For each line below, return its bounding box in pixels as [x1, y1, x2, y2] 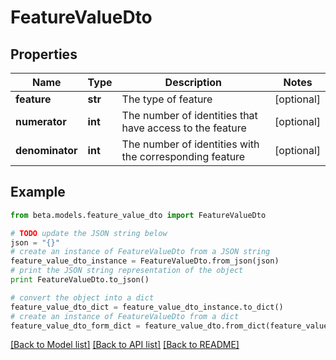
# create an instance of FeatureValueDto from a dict [10, 311, 240, 321]
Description [164, 76, 223, 89]
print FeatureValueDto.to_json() [10, 275, 150, 285]
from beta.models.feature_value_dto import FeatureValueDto [10, 210, 267, 220]
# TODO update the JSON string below [10, 228, 168, 238]
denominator [15, 144, 78, 157]
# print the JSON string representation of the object [10, 266, 244, 276]
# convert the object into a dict [10, 292, 155, 303]
